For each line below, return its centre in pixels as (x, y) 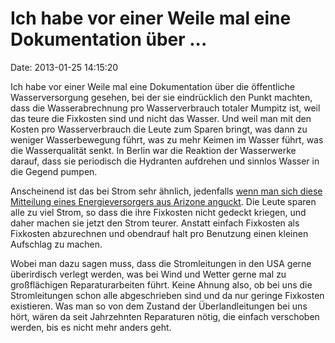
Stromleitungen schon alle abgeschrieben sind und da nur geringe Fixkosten (167, 295)
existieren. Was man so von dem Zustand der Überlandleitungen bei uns (159, 306)
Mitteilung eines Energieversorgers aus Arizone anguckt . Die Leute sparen (163, 201)
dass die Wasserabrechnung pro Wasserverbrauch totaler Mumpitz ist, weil (165, 108)
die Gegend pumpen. (54, 171)
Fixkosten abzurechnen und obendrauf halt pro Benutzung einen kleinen (159, 233)
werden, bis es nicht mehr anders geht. (91, 327)
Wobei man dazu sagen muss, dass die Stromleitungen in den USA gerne (161, 263)
